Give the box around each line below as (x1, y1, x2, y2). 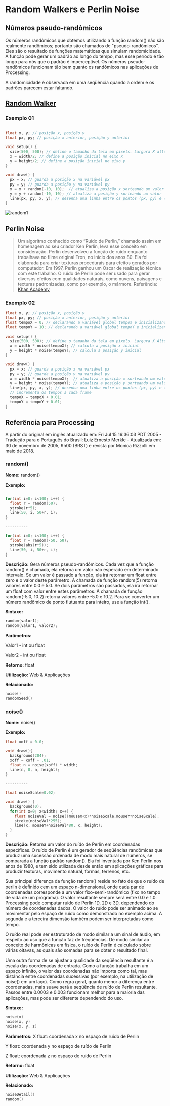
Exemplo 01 (5, 115, 34, 122)
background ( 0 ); (10, 804, 42, 809)
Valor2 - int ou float (5, 652, 46, 658)
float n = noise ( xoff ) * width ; (10, 762, 78, 767)
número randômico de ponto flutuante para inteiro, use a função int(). (5, 599, 150, 605)
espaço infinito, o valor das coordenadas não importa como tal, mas (5, 968, 147, 974)
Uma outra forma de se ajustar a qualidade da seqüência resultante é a (5, 957, 153, 964)
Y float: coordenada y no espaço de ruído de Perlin (5, 1043, 112, 1049)
